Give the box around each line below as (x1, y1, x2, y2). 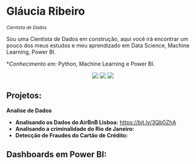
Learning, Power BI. (6, 48, 56, 56)
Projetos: (6, 91, 42, 101)
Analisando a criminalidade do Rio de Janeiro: (15, 125, 135, 132)
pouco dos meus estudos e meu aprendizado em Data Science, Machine (6, 42, 190, 49)
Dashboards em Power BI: (6, 149, 107, 160)
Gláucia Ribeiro (6, 4, 86, 18)
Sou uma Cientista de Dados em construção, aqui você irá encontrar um (6, 35, 189, 42)
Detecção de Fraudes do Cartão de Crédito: (15, 132, 129, 139)
